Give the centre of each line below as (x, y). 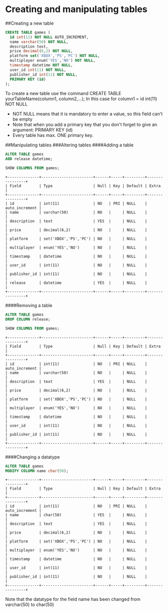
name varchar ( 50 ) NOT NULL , (39, 42)
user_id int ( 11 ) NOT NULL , (38, 70)
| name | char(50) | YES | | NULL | (76, 515)
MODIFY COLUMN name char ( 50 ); (37, 471)
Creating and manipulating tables (76, 9)
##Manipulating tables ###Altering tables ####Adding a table (69, 145)
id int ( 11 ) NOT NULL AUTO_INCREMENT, (49, 37)
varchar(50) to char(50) (30, 604)
